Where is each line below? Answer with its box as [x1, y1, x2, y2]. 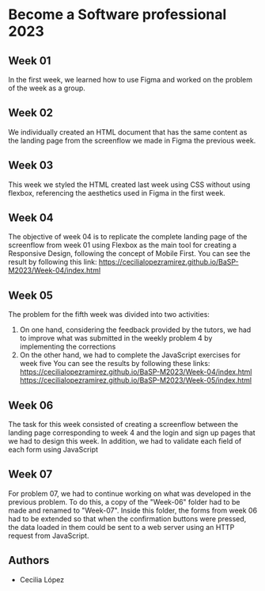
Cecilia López [19, 574, 65, 584]
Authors [8, 554, 50, 567]
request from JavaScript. [8, 531, 89, 540]
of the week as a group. [8, 83, 85, 93]
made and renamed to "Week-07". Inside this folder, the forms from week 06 [8, 505, 258, 515]
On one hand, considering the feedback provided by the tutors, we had [19, 325, 252, 334]
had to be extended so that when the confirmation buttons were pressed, [8, 513, 247, 524]
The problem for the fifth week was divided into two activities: [8, 310, 210, 319]
